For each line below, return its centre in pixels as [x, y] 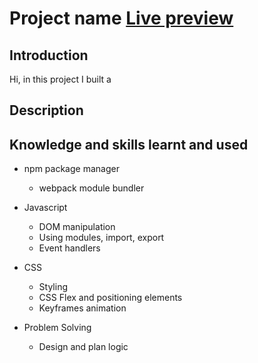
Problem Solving [57, 328]
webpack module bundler [91, 188]
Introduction [49, 55]
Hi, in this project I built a [60, 79]
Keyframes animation [82, 308]
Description [46, 110]
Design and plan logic [83, 347]
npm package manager [71, 169]
